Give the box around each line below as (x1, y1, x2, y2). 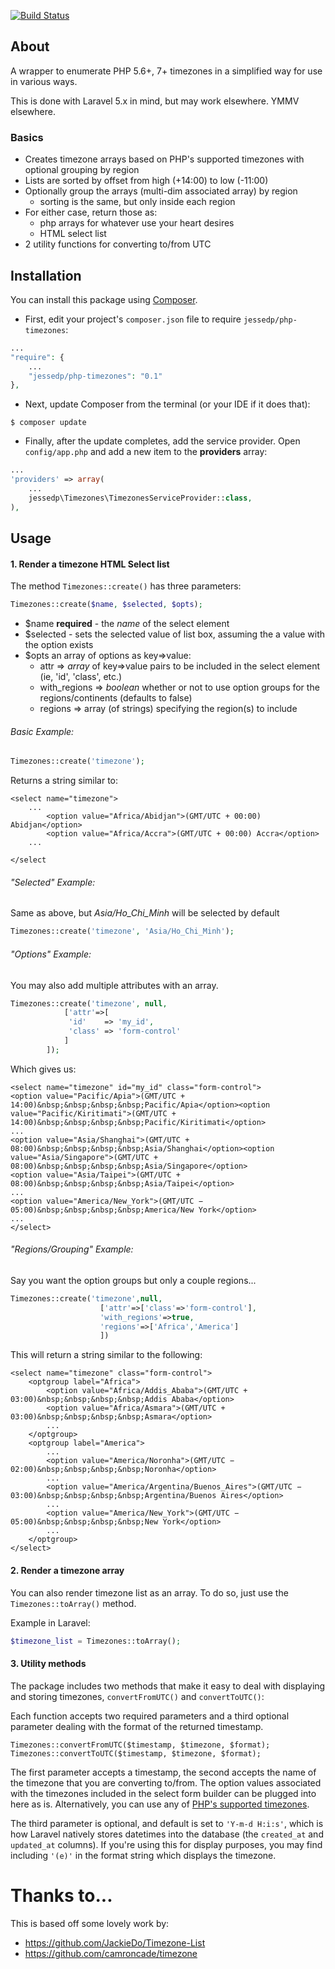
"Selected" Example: (10, 876, 96, 888)
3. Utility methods (10, 1658, 87, 1669)
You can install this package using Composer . (10, 293, 198, 305)
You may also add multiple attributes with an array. (10, 979, 219, 991)
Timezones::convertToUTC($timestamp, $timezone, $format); (10, 1748, 262, 1759)
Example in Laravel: (10, 1616, 91, 1629)
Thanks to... (10, 1884, 113, 1907)
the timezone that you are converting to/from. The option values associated (10, 1776, 322, 1789)
